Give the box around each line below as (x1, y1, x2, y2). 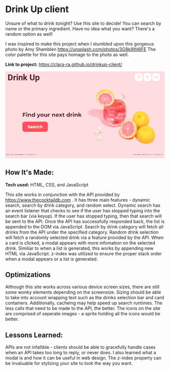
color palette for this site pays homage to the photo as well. (5, 52, 129, 58)
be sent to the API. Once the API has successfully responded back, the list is (5, 218, 165, 224)
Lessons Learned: (5, 331, 63, 339)
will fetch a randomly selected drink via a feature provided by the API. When (5, 234, 164, 241)
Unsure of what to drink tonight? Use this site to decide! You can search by (5, 20, 161, 26)
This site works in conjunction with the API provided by (5, 191, 120, 198)
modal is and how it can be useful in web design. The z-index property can (5, 355, 162, 361)
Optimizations (5, 270, 51, 279)
